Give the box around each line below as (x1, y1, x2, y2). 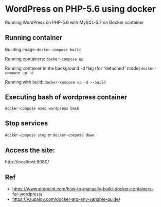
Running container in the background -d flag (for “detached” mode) (5, 65, 140, 71)
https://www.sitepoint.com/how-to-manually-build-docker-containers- (12, 186, 154, 191)
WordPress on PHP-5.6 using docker (5, 3, 156, 15)
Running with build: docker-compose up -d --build (5, 79, 106, 85)
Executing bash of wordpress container (5, 93, 127, 102)
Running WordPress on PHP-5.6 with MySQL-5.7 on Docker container (5, 19, 144, 25)
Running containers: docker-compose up (5, 56, 84, 62)
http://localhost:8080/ (5, 159, 50, 165)
